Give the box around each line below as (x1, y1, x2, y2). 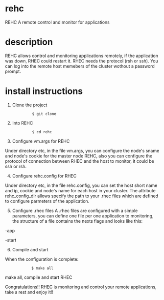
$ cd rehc (32, 129, 52, 134)
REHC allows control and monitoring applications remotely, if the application (5, 53, 158, 59)
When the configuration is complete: (5, 256, 79, 262)
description (5, 36, 53, 48)
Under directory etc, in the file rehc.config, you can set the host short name (5, 182, 158, 188)
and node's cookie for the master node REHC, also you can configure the (5, 153, 153, 159)
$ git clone (32, 111, 56, 116)
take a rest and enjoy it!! (5, 289, 54, 295)
